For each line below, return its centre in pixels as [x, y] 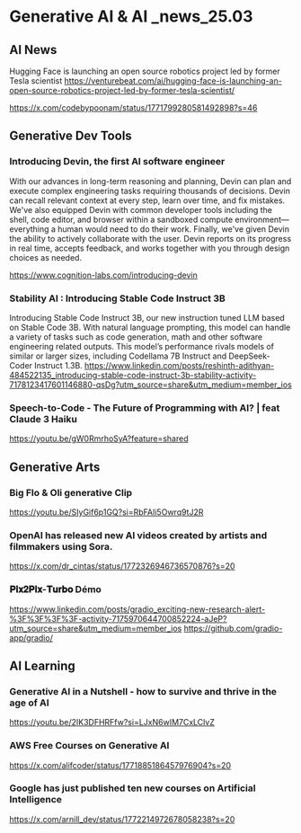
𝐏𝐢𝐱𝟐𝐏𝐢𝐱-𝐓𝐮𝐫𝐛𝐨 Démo [55, 589]
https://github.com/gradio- [233, 628]
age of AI [29, 703]
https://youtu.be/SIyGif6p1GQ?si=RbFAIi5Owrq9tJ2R [106, 512]
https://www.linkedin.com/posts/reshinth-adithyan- [179, 365]
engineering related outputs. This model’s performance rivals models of [142, 346]
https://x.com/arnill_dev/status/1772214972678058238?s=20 [122, 819]
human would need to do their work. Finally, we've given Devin [174, 229]
